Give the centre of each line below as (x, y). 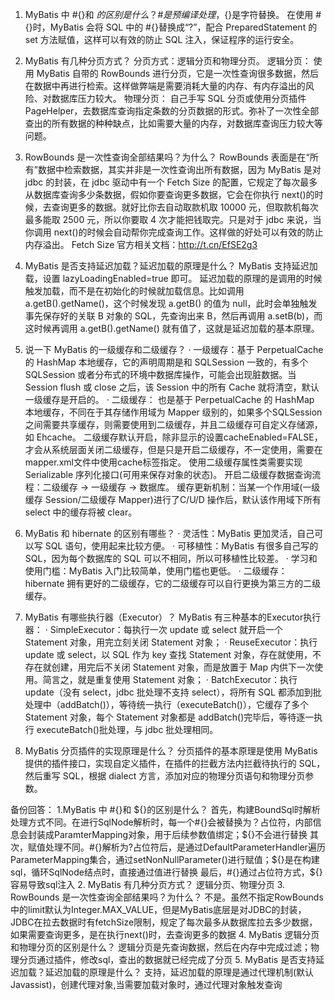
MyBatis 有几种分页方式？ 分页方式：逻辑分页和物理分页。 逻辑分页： (168, 61)
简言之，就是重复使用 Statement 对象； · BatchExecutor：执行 (170, 679)
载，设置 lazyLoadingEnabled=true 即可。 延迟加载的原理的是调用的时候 (173, 278)
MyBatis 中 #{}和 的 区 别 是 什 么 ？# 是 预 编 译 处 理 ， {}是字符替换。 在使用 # (173, 14)
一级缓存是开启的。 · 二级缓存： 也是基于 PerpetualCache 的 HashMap (169, 399)
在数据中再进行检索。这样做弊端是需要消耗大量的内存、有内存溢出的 (165, 86)
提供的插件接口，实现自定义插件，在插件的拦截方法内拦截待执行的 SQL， (175, 763)
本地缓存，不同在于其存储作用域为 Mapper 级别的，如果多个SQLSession (173, 412)
